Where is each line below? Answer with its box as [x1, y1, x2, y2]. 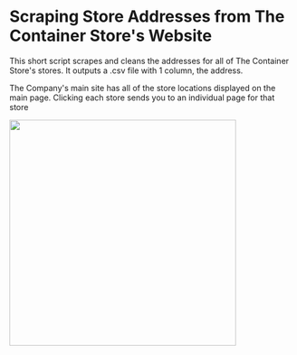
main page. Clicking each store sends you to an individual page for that [9, 92, 275, 103]
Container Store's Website [9, 25, 213, 46]
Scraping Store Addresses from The [9, 6, 285, 27]
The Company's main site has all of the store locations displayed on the [9, 82, 276, 93]
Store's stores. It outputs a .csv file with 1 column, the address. [9, 65, 244, 76]
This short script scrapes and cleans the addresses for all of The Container [9, 55, 290, 66]
